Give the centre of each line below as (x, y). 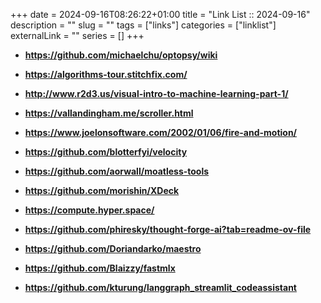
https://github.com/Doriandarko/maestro (113, 248)
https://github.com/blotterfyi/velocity (106, 152)
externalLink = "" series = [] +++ (77, 35)
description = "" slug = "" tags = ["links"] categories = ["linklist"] (143, 25)
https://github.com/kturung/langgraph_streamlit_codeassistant (160, 287)
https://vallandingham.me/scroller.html (109, 113)
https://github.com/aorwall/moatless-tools (117, 171)
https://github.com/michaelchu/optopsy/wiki (121, 55)
